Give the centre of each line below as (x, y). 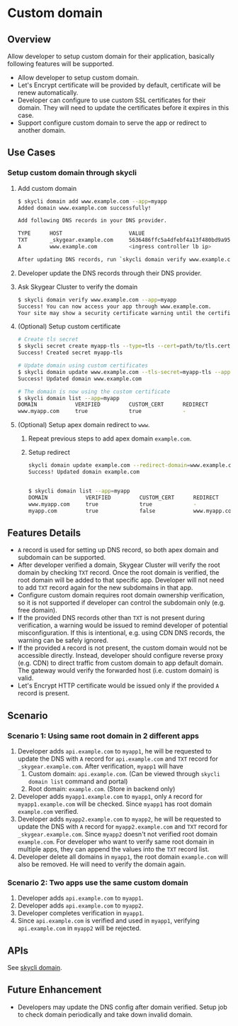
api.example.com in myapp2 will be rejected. (79, 928)
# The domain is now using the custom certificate (94, 392)
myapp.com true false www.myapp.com (131, 511)
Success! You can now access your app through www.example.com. (114, 307)
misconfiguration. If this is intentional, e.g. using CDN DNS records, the (121, 633)
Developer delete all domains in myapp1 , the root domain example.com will (123, 856)
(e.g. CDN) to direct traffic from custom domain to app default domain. (120, 663)
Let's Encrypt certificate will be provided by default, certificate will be (119, 85)
